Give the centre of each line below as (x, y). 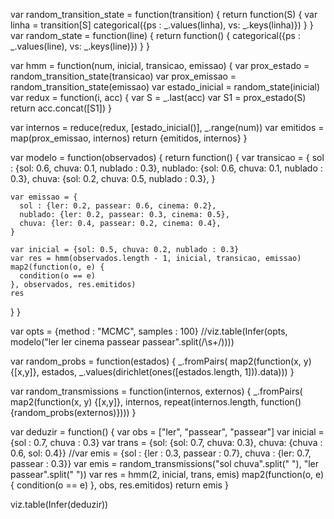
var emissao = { (44, 197)
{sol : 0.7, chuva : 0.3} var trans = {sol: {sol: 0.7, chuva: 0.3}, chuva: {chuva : (166, 442)
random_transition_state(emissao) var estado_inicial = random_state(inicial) (165, 87)
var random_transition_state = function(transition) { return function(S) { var (164, 14)
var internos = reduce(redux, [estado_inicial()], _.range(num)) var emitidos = (167, 127)
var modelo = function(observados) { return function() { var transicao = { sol (167, 157)
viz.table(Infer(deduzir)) (59, 504)
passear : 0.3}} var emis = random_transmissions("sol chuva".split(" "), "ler (165, 463)
